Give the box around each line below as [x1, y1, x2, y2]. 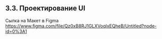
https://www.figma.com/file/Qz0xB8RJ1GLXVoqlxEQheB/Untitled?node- [5, 23, 157, 29]
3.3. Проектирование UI [5, 4, 85, 13]
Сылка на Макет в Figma [5, 17, 59, 23]
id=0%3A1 [5, 28, 27, 34]
